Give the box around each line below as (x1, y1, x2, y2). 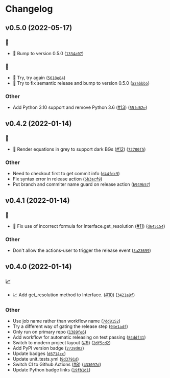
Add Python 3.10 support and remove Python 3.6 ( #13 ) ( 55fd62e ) (12, 104, 148, 110)
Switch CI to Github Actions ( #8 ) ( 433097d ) (12, 361, 102, 368)
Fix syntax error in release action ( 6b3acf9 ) (12, 176, 103, 182)
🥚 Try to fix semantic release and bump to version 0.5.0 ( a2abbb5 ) (12, 80, 150, 86)
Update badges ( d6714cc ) (12, 350, 66, 357)
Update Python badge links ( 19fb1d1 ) (12, 367, 91, 373)
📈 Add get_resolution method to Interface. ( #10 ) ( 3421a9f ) (12, 292, 135, 298)
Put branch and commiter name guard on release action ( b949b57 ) (12, 181, 151, 187)
